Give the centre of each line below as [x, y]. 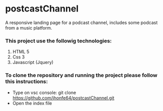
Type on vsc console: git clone [44, 92]
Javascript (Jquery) [33, 62]
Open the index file [32, 103]
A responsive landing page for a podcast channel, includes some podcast [81, 22]
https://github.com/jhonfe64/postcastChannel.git [63, 97]
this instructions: [27, 81]
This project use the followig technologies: [59, 40]
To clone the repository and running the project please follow [81, 75]
